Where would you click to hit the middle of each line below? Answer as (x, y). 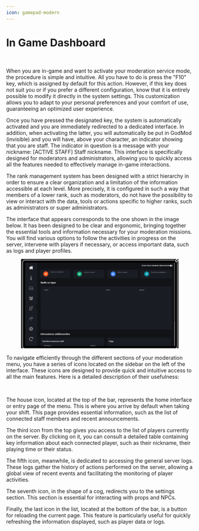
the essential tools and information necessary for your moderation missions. (99, 231)
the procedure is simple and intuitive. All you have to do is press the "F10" (97, 77)
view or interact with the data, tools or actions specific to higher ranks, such (99, 201)
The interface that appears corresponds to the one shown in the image (93, 219)
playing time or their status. (40, 450)
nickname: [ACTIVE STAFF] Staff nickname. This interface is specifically (94, 152)
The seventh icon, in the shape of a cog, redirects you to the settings (90, 491)
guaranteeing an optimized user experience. (60, 109)
